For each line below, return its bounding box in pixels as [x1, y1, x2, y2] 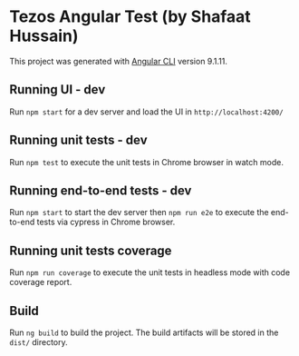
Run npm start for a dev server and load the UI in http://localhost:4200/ [9, 106, 284, 117]
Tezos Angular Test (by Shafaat [9, 6, 251, 27]
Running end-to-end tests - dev [9, 183, 192, 198]
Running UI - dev [9, 82, 106, 97]
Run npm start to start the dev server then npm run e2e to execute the [9, 207, 269, 218]
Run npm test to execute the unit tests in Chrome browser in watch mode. [9, 156, 284, 167]
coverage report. [9, 277, 72, 288]
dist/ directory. [9, 337, 68, 347]
